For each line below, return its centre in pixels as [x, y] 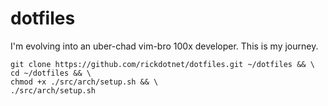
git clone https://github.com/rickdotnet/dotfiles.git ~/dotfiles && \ [162, 64]
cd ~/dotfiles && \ [51, 73]
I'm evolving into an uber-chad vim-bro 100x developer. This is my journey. [164, 46]
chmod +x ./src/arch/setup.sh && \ [84, 82]
